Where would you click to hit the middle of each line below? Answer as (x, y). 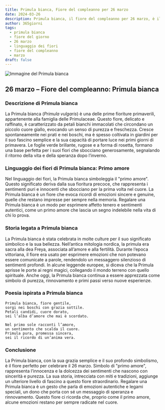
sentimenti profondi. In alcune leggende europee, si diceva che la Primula (79, 265)
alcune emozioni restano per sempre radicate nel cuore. (62, 402)
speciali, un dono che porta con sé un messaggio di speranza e (69, 392)
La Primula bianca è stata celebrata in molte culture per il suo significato (78, 239)
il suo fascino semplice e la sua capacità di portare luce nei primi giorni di (79, 140)
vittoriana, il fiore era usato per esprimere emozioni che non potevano (76, 254)
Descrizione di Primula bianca (41, 103)
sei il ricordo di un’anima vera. (41, 337)
